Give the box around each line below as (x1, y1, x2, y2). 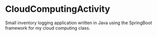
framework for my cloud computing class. (5, 25, 91, 31)
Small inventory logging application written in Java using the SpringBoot (5, 20, 152, 26)
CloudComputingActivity (5, 3, 110, 15)
